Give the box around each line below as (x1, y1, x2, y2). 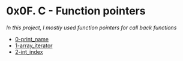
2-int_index (14, 48, 43, 55)
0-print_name (14, 35, 49, 42)
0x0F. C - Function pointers (6, 4, 146, 18)
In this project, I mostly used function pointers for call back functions (6, 24, 177, 31)
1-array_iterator (14, 42, 53, 49)
